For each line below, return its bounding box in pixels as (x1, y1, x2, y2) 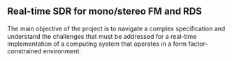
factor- (188, 40, 208, 48)
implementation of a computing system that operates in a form (7, 40, 187, 48)
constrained (7, 46, 42, 55)
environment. (43, 46, 82, 55)
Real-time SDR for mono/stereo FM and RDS (7, 6, 203, 17)
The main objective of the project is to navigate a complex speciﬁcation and (7, 24, 226, 33)
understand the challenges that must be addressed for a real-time (7, 32, 197, 40)
